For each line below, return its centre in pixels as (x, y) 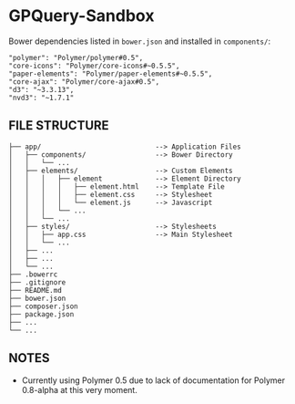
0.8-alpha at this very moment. (79, 389)
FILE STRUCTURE (59, 125)
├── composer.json (43, 306)
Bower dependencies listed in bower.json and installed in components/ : (139, 41)
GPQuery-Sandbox (81, 16)
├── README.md (36, 290)
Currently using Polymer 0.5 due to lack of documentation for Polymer (153, 380)
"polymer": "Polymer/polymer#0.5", (76, 57)
